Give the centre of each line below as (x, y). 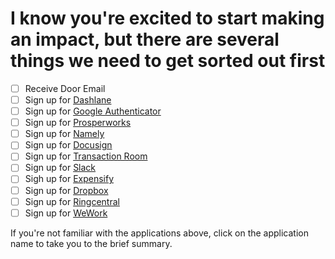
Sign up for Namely (64, 134)
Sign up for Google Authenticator (93, 111)
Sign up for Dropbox (66, 190)
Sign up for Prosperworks (78, 123)
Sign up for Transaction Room (86, 156)
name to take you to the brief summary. (91, 243)
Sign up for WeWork (66, 213)
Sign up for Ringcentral (72, 201)
